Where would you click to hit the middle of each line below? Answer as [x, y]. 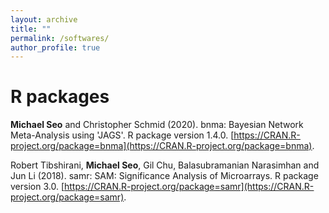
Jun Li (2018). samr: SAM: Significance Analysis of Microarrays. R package [164, 176]
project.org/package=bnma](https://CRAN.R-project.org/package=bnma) [161, 146]
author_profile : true [55, 47]
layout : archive [44, 19]
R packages [60, 97]
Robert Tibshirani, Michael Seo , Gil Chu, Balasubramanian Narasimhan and [165, 165]
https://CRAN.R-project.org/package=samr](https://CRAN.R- [189, 187]
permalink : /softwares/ [60, 38]
